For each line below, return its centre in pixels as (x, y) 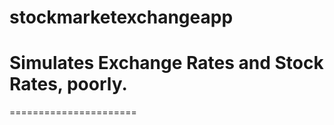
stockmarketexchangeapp (121, 17)
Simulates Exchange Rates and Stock (166, 63)
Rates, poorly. (68, 84)
